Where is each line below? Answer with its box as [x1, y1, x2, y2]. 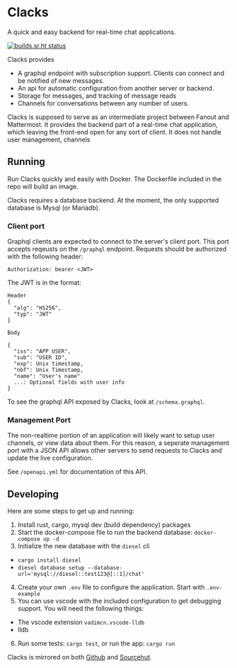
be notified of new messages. [17, 76, 105, 85]
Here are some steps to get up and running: [7, 507, 134, 516]
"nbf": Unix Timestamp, [13, 366, 83, 374]
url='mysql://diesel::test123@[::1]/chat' [17, 571, 145, 578]
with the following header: [7, 252, 83, 261]
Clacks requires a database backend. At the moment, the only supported [7, 196, 219, 204]
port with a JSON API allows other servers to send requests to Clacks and [7, 446, 222, 455]
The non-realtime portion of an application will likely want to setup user [7, 431, 215, 440]
